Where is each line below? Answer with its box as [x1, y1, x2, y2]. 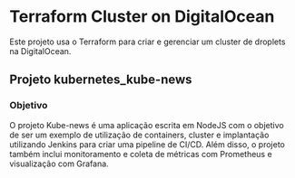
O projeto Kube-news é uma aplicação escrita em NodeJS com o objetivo [9, 119, 284, 130]
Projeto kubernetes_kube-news [9, 72, 192, 88]
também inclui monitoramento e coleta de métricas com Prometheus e [9, 148, 272, 159]
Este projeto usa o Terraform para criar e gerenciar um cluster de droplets [9, 36, 286, 47]
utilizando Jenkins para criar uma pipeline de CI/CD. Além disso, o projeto [9, 138, 286, 150]
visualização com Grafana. [9, 158, 109, 169]
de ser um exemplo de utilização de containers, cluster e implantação [9, 129, 270, 140]
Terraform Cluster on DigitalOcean [9, 6, 275, 27]
